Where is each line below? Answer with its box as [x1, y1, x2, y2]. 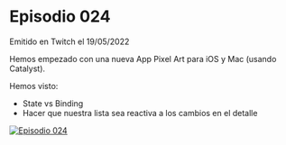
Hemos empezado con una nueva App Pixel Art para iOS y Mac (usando [9, 53, 277, 64]
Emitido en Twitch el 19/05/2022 [9, 36, 130, 47]
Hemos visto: [9, 80, 59, 91]
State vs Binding [22, 97, 84, 109]
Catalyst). [9, 63, 46, 74]
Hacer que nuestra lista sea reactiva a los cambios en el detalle [22, 107, 258, 118]
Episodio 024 [9, 6, 111, 27]
